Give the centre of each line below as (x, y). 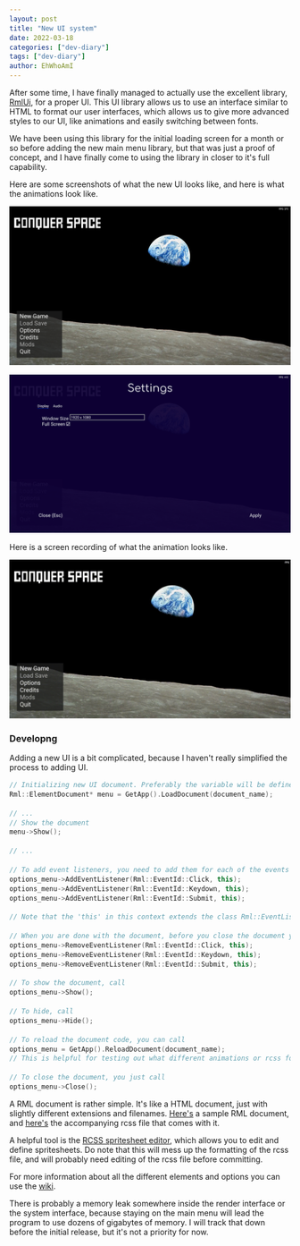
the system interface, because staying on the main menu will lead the (137, 1213)
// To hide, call (42, 1012)
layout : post (33, 19)
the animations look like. (54, 194)
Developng (33, 738)
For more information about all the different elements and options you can (145, 1176)
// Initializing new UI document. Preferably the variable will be (137, 785)
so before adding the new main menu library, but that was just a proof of (142, 148)
